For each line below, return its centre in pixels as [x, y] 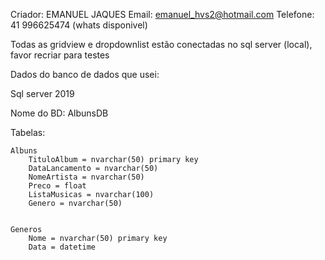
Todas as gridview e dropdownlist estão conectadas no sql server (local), [161, 44]
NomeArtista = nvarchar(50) [86, 177]
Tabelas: [28, 132]
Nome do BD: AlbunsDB [59, 113]
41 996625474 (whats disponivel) [79, 25]
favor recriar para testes [60, 55]
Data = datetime [62, 247]
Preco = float [57, 186]
